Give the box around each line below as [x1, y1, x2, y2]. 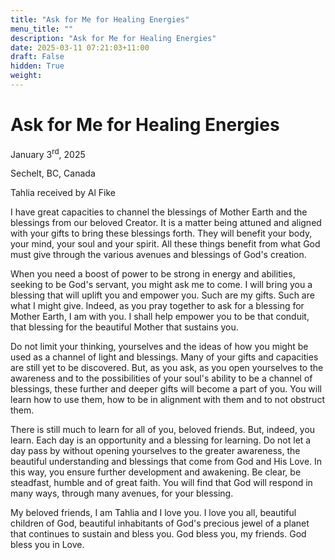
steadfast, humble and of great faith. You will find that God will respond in [10, 477, 313, 489]
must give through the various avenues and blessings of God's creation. [10, 249, 307, 261]
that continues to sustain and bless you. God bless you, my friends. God [10, 528, 307, 540]
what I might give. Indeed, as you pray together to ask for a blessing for [10, 300, 305, 312]
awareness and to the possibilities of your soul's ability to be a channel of [10, 372, 313, 385]
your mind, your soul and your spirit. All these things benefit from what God [10, 238, 321, 250]
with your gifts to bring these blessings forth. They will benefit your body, [10, 227, 313, 240]
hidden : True [10, 61, 65, 71]
